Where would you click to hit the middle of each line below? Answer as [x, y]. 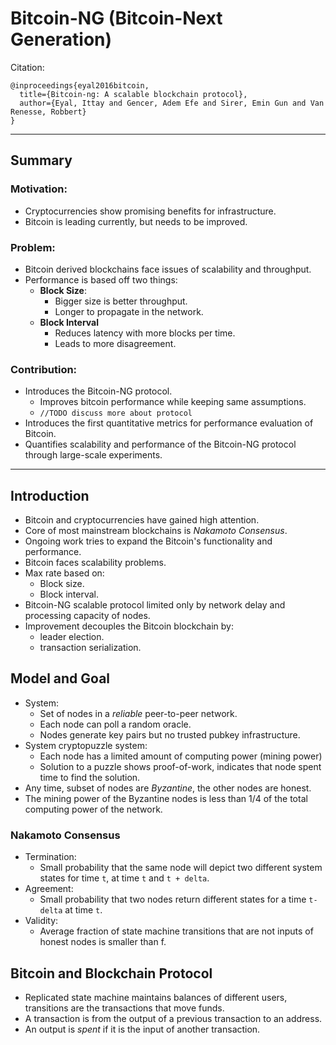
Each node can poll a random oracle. [115, 724]
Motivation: [39, 189]
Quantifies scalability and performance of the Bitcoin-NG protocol [160, 444]
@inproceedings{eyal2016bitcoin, [80, 85]
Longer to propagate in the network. [129, 311]
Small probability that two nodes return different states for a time [173, 899]
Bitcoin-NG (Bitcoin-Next [116, 18]
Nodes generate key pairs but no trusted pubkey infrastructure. [170, 734]
